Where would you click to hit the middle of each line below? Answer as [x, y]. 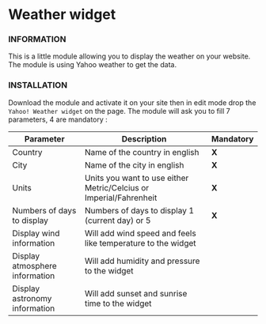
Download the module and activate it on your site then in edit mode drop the [132, 102]
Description [144, 138]
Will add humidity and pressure [142, 261]
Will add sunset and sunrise [136, 293]
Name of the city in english [134, 165]
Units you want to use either [137, 178]
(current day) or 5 [118, 220]
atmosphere [34, 266]
